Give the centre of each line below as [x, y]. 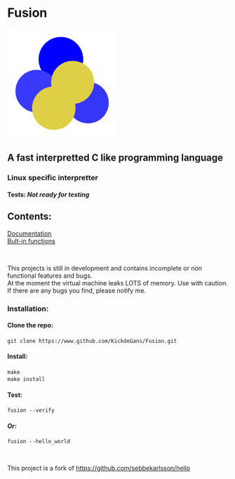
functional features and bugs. [50, 276]
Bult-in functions [32, 241]
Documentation [29, 234]
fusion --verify [31, 411]
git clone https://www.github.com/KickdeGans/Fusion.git [92, 341]
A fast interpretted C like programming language [115, 158]
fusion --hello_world [39, 442]
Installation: [28, 309]
